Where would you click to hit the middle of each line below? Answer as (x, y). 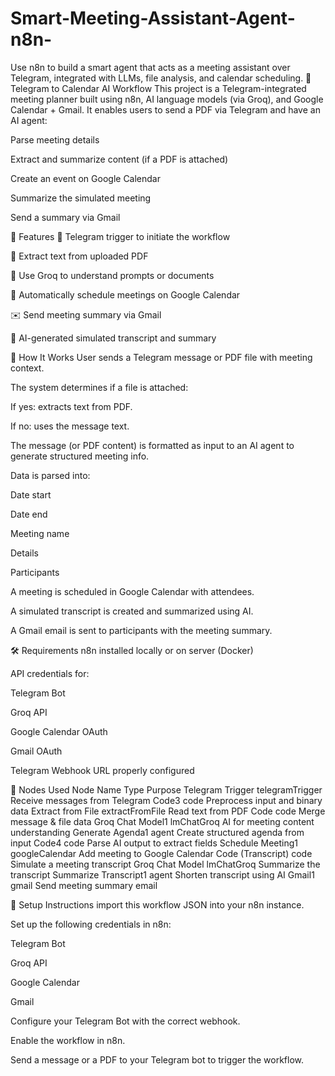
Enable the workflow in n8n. (68, 1040)
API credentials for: (50, 673)
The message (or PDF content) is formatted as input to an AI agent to (152, 445)
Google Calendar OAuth (59, 731)
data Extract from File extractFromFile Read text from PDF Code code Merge (168, 811)
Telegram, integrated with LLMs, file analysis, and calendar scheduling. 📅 (161, 78)
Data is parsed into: (50, 475)
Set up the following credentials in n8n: (91, 924)
